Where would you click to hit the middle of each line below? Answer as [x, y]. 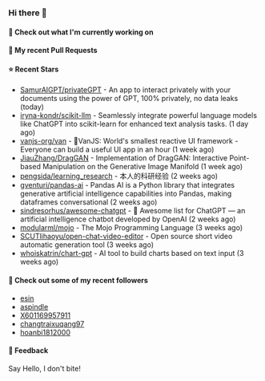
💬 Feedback [28, 351]
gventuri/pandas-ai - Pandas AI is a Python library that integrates [127, 185]
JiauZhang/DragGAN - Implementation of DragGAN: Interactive [124, 158]
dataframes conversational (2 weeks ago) [88, 202]
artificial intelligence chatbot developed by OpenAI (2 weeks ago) [128, 219]
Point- [239, 158]
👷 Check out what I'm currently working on [81, 32]
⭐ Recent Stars [34, 69]
